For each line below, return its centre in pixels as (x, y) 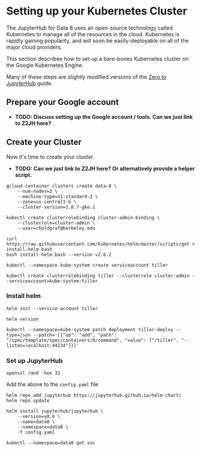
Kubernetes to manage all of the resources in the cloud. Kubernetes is (93, 34)
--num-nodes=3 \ (38, 191)
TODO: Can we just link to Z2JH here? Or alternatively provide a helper (105, 168)
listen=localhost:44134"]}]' (43, 345)
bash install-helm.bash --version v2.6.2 (59, 255)
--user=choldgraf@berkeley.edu (56, 228)
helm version (23, 319)
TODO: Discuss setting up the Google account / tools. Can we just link (104, 116)
